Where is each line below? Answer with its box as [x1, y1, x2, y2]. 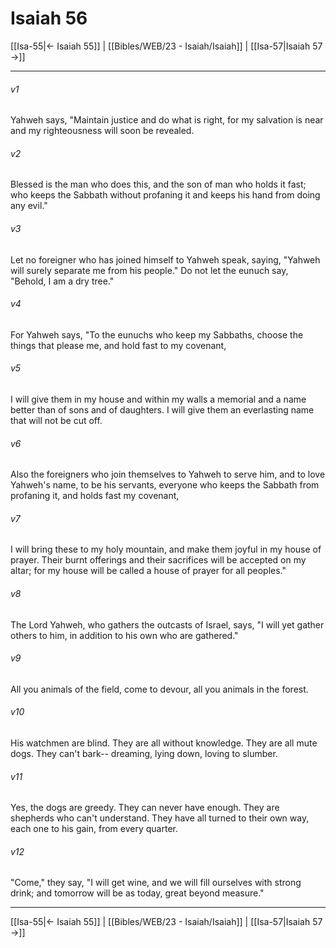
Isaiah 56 [10, 7, 88, 30]
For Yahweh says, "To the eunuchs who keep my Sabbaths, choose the [10, 328, 304, 341]
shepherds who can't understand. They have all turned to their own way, [10, 812, 310, 824]
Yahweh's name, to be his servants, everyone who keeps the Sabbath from [10, 479, 320, 491]
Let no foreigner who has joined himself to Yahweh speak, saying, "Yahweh [10, 253, 321, 266]
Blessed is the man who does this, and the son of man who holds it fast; [10, 178, 307, 191]
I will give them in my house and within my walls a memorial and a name [10, 393, 307, 405]
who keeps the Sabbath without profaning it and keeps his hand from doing [10, 189, 321, 201]
